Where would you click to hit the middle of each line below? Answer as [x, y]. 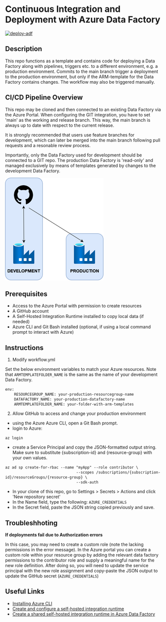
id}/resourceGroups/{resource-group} [44, 477]
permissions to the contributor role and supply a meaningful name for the [80, 560]
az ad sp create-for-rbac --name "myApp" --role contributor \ [72, 467]
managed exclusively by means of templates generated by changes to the [81, 165]
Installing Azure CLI [32, 603]
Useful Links [25, 592]
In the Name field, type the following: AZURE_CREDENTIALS [69, 502]
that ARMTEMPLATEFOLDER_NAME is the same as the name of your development [81, 374]
